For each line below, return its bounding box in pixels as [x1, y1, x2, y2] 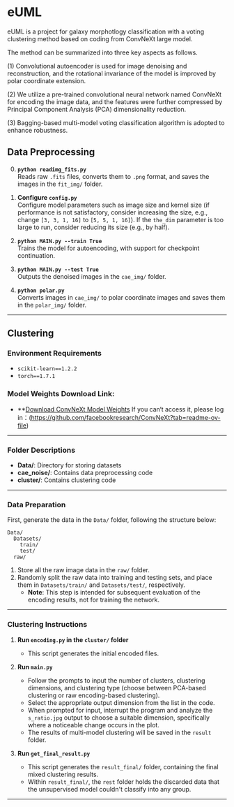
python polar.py [17, 287, 65, 294]
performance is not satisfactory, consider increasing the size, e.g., [17, 208, 208, 217]
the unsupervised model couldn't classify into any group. [27, 785, 192, 793]
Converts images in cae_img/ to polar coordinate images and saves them [17, 293, 226, 301]
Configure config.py [17, 193, 77, 201]
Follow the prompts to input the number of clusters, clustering [27, 676, 205, 685]
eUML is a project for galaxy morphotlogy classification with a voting [7, 27, 205, 36]
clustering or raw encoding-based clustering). [27, 691, 160, 699]
